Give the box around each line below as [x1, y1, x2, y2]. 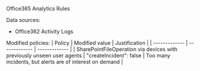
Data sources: [6, 17, 41, 23]
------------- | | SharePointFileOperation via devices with [37, 46, 178, 53]
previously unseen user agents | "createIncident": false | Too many [6, 52, 171, 59]
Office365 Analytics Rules [6, 5, 70, 12]
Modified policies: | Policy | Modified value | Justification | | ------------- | [6, 40, 188, 46]
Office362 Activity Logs [14, 28, 73, 35]
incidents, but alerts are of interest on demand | [6, 59, 124, 65]
